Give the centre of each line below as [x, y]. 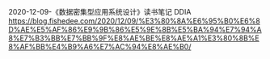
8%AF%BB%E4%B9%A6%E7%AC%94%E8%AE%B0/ [100, 46]
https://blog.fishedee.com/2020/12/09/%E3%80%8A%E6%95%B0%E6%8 [134, 21]
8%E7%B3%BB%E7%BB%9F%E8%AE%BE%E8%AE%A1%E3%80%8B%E [134, 38]
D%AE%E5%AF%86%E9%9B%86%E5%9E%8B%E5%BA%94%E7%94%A [135, 29]
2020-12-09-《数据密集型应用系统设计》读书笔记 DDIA [100, 12]
